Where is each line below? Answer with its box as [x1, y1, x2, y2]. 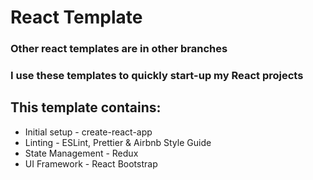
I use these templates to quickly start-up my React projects [10, 69, 304, 83]
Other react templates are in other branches [10, 42, 228, 56]
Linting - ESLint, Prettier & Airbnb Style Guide [24, 136, 212, 148]
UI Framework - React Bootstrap [24, 157, 158, 170]
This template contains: [10, 99, 162, 116]
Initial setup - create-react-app [24, 126, 153, 138]
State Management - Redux [24, 147, 139, 159]
